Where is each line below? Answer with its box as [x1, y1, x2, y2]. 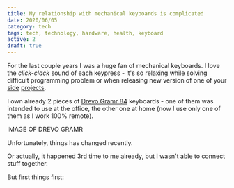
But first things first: [7, 173, 64, 181]
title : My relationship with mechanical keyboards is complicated [7, 10, 204, 17]
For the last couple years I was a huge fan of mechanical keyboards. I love [7, 62, 221, 69]
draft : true [7, 42, 42, 49]
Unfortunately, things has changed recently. [7, 139, 134, 146]
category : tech [7, 23, 52, 30]
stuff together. [7, 160, 49, 167]
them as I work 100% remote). [7, 112, 94, 120]
